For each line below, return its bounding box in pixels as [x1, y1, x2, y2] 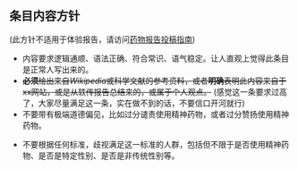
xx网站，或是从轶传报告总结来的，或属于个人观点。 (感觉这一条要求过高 [21, 86, 288, 97]
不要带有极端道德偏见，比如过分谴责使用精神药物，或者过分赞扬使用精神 [21, 108, 289, 119]
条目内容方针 [9, 8, 81, 24]
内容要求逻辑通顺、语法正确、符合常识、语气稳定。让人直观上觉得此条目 [21, 53, 289, 63]
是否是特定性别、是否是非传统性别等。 [38, 150, 180, 161]
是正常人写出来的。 [21, 63, 94, 74]
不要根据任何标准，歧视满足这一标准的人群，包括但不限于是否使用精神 [21, 139, 282, 149]
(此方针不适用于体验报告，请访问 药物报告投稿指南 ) [9, 34, 196, 45]
